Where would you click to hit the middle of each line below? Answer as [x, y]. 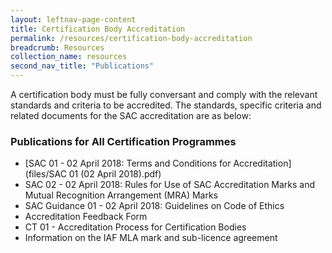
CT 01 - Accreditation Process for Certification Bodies [135, 227]
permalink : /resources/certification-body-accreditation [131, 38]
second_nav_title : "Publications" [82, 66]
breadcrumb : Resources [57, 47]
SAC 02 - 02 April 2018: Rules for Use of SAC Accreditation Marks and [170, 185]
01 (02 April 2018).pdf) [115, 174]
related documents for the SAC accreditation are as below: [131, 115]
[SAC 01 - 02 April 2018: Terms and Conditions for [128, 163]
